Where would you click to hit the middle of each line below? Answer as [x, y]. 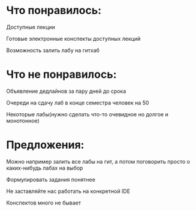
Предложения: [45, 145]
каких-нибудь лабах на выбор [45, 168]
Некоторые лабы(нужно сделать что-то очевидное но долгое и [88, 114]
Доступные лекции [31, 27]
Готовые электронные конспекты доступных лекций [73, 38]
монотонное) [23, 120]
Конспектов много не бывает [44, 203]
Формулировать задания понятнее [51, 179]
